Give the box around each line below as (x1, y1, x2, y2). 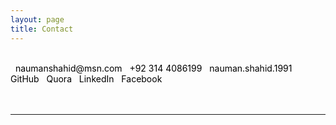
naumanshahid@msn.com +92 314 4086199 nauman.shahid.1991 (14, 62, 293, 74)
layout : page (10, 14, 65, 25)
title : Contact (10, 24, 74, 34)
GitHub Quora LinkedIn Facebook (10, 72, 163, 85)
